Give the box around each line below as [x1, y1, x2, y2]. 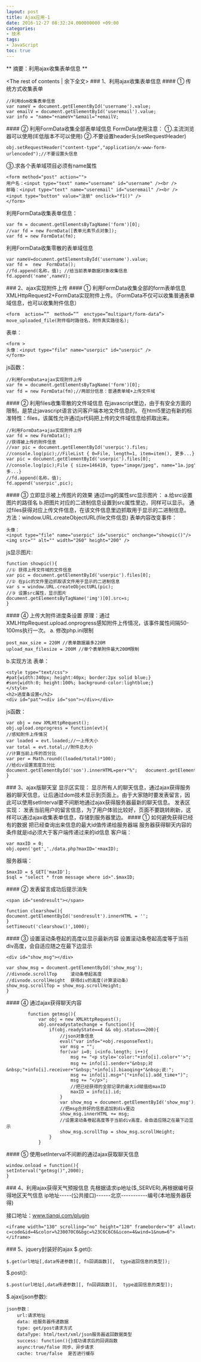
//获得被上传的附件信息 [6, 439, 57, 445]
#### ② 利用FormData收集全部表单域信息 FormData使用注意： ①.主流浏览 [6, 125, 194, 132]
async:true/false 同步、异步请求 [17, 1344, 94, 1350]
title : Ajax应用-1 [6, 14, 50, 20]
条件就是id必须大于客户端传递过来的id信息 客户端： [6, 828, 132, 836]
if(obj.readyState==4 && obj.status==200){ [48, 1026, 160, 1032]
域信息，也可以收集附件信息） [6, 299, 80, 306]
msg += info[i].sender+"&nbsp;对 [70, 1060, 153, 1067]
